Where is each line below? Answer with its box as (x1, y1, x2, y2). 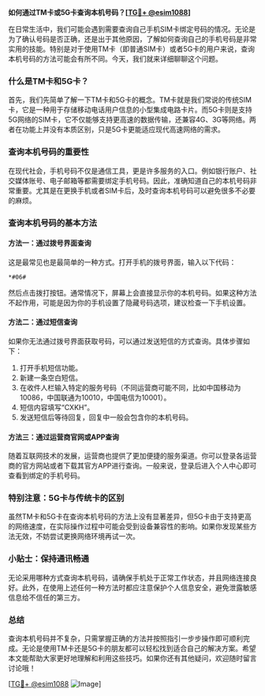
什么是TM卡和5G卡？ (8, 75, 89, 86)
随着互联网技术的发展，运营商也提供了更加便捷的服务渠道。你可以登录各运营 (8, 451, 257, 461)
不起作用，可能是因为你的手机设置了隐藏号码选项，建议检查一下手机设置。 (8, 298, 250, 307)
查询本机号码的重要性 (8, 146, 89, 157)
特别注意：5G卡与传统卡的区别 (8, 493, 125, 504)
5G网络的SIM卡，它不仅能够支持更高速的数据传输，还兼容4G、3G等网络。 (8, 115, 250, 125)
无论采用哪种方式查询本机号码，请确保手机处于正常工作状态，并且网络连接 (8, 573, 250, 582)
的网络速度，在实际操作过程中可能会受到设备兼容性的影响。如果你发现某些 (8, 521, 250, 532)
